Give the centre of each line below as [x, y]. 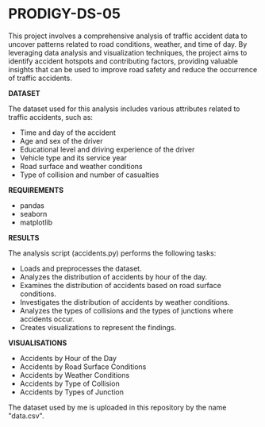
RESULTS [24, 237]
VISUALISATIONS [38, 343]
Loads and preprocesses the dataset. [81, 268]
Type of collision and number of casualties [89, 175]
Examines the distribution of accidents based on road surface [121, 285]
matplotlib [36, 222]
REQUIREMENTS [36, 190]
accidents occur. [47, 319]
